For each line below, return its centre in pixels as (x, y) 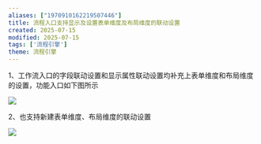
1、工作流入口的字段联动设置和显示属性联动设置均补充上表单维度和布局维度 (131, 75)
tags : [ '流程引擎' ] (38, 45)
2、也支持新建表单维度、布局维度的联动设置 (80, 116)
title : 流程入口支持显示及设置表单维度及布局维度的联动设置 (94, 23)
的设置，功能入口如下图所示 (53, 85)
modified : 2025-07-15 (44, 37)
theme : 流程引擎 (32, 52)
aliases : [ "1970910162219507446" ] (65, 15)
